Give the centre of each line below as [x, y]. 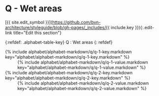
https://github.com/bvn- [77, 22]
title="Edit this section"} [37, 32]
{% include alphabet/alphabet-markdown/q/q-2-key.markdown [69, 72]
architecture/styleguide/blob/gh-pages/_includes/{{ [57, 27]
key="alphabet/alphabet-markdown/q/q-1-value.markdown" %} [82, 67]
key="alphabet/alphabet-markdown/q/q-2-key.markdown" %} [68, 78]
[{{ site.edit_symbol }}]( [29, 22]
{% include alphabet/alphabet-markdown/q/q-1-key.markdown [68, 52]
